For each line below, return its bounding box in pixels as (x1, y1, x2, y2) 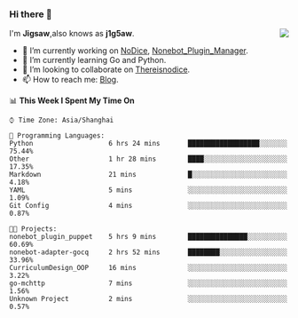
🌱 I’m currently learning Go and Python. (21, 55, 167, 66)
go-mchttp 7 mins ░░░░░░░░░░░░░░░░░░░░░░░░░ (9, 279, 288, 288)
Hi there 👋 (9, 8, 53, 20)
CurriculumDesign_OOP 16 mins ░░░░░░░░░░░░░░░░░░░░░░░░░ (9, 264, 288, 273)
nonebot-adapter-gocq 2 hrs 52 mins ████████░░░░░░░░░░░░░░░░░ (9, 248, 288, 257)
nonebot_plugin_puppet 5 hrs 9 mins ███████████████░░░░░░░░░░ (9, 233, 288, 242)
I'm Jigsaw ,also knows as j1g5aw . (9, 28, 135, 39)
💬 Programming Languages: (9, 131, 105, 140)
